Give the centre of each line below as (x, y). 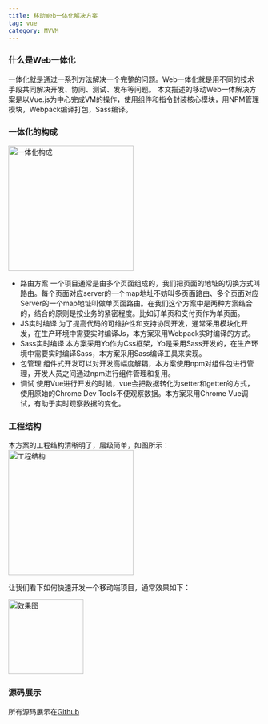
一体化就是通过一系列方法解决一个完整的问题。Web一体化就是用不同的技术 (131, 79)
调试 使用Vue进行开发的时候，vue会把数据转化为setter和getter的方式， (137, 383)
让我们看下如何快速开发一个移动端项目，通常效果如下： (99, 588)
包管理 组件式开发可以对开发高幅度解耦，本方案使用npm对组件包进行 (133, 363)
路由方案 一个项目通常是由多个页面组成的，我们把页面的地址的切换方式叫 (140, 283)
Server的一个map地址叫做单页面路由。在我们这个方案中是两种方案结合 (136, 303)
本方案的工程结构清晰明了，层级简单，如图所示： (89, 445)
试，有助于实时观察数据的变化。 (72, 403)
